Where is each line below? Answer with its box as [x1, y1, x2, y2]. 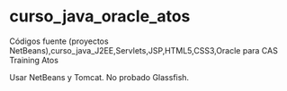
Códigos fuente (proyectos [9, 36, 110, 46]
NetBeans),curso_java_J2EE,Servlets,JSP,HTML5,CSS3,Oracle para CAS [9, 45, 279, 55]
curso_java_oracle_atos [9, 6, 191, 27]
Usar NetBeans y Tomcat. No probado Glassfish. [9, 71, 190, 82]
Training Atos [9, 54, 58, 65]
